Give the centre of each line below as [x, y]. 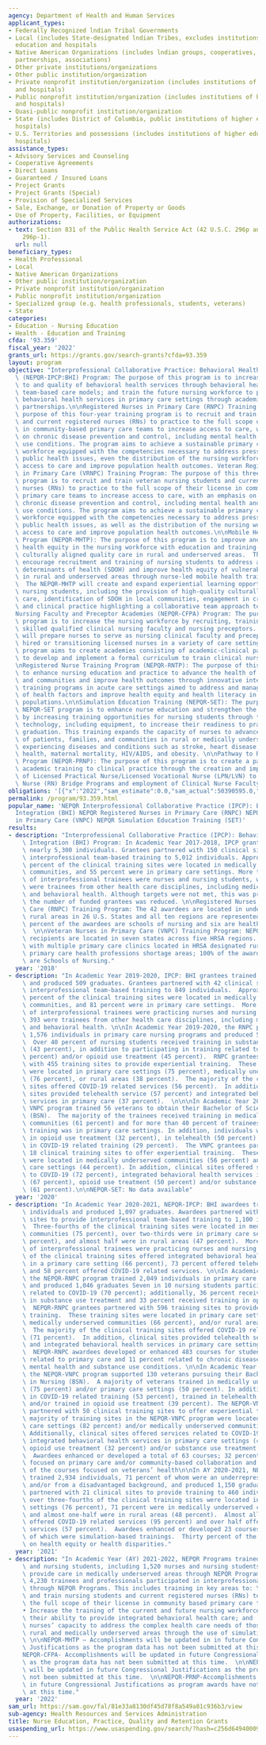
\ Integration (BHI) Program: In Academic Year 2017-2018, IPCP [131, 843]
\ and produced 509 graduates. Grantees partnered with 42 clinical [138, 983]
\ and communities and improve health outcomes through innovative [129, 680]
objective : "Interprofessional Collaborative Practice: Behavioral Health [134, 370]
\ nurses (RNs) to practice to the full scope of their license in [129, 488]
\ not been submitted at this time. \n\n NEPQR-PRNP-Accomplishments [140, 1677]
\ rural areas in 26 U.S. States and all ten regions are [120, 917]
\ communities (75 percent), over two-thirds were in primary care [136, 1234]
